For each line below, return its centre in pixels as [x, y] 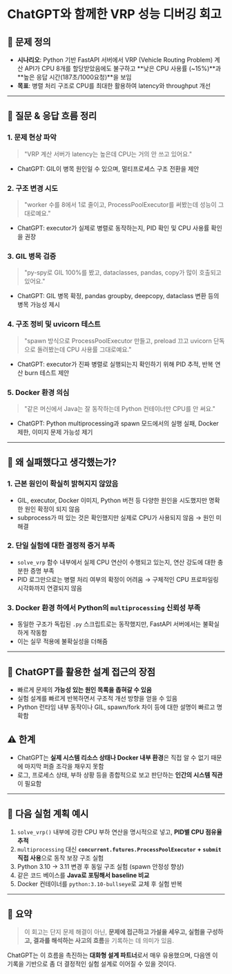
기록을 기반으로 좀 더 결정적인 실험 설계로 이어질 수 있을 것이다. [92, 964]
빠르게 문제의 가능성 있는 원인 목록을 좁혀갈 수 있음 [84, 690]
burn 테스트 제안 [47, 373]
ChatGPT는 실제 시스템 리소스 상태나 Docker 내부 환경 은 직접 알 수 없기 [113, 757]
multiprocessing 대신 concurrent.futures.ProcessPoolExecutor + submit [119, 849]
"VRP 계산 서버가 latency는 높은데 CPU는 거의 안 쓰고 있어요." [108, 154]
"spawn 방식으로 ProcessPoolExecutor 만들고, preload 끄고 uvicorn [118, 340]
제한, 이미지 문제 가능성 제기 [55, 432]
